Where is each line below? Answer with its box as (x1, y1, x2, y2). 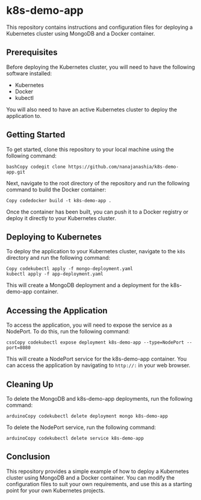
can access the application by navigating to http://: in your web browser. (6, 362, 191, 369)
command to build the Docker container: (6, 186, 107, 193)
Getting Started (6, 130, 66, 140)
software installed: (6, 70, 52, 77)
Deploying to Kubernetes (6, 232, 102, 242)
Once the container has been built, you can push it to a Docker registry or (6, 208, 188, 215)
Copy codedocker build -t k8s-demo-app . (6, 197, 112, 203)
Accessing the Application (6, 305, 108, 316)
